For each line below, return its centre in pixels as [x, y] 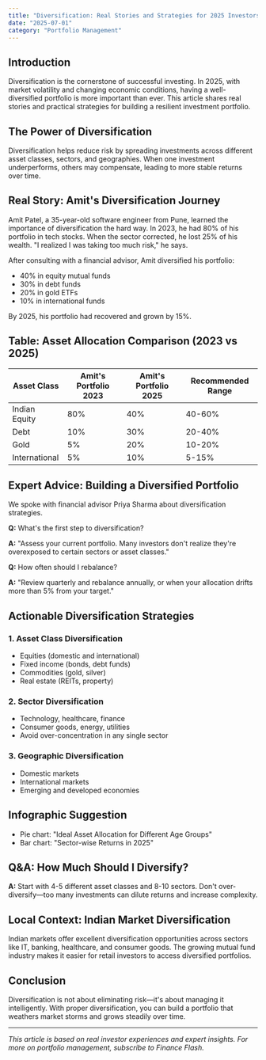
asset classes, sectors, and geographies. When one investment [112, 159]
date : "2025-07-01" [40, 23]
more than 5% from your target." [61, 591]
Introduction [40, 62]
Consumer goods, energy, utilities [75, 727]
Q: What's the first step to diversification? [76, 528]
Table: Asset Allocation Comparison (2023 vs [123, 341]
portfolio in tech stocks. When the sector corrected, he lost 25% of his [123, 236]
